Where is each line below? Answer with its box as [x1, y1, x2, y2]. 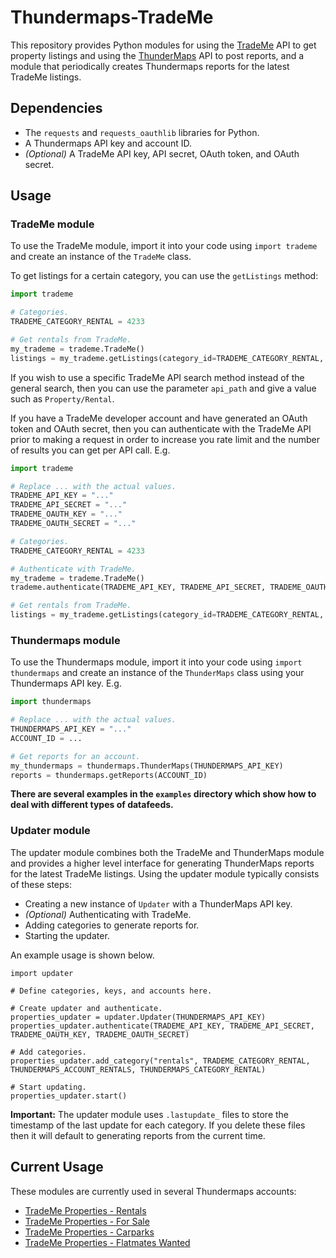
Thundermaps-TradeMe [10, 6, 214, 29]
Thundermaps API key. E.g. [10, 677, 122, 690]
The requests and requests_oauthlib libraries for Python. [24, 126, 260, 138]
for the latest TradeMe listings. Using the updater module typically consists [10, 867, 320, 880]
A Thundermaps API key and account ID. [24, 137, 193, 149]
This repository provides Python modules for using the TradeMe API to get [10, 39, 317, 51]
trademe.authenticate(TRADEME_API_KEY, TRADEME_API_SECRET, [10, 582, 267, 593]
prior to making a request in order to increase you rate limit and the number [10, 433, 321, 445]
